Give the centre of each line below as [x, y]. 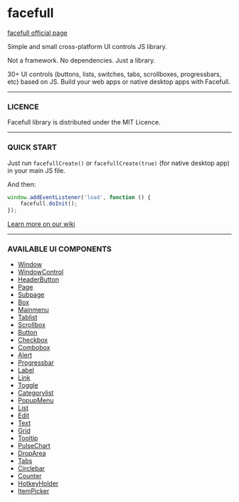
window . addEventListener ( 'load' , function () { [79, 197]
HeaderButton [38, 279]
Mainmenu [33, 310]
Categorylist [36, 393]
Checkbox [33, 340]
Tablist [27, 317]
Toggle [28, 385]
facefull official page [37, 33]
